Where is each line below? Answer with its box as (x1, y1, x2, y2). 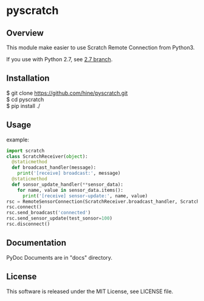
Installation (6, 73, 50, 84)
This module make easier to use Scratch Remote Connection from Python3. (6, 44, 195, 51)
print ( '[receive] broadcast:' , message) (17, 171, 121, 177)
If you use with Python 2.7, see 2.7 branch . (6, 56, 113, 63)
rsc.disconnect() (6, 221, 50, 227)
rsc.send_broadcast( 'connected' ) (6, 210, 91, 216)
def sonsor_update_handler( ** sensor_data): (12, 181, 123, 188)
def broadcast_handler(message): (12, 164, 97, 171)
